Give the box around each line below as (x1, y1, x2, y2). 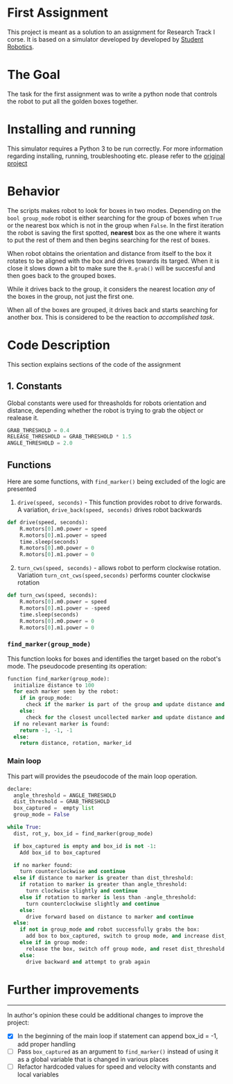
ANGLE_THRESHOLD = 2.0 (7, 440, 73, 447)
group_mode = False (13, 811, 70, 818)
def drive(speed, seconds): (7, 519, 89, 526)
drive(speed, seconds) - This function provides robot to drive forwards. (17, 498, 223, 506)
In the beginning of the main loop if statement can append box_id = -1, (17, 1032, 218, 1040)
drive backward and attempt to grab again (25, 958, 150, 965)
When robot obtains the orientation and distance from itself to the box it (7, 249, 212, 257)
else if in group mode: (19, 939, 89, 946)
